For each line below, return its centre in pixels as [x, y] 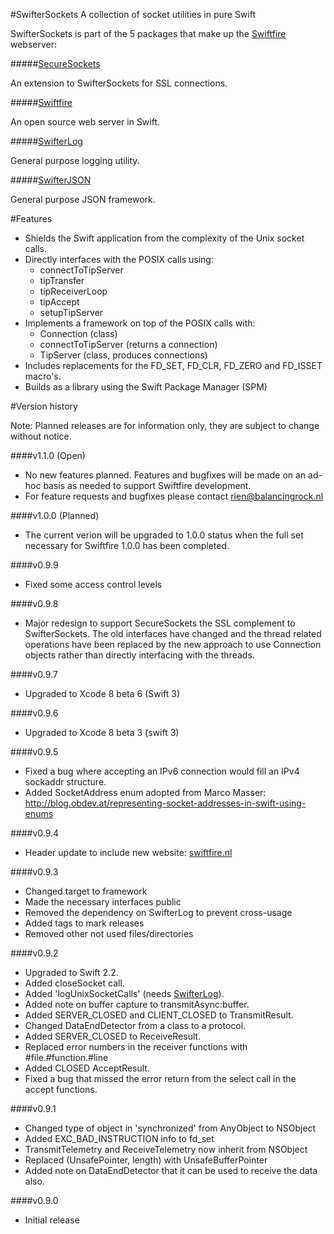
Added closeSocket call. [74, 983]
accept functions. [61, 1089]
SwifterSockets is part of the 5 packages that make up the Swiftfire [148, 33]
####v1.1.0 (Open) [48, 455]
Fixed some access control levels [93, 584]
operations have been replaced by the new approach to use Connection [173, 644]
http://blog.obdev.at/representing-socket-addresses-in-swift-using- [165, 803]
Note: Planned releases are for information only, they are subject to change [165, 425]
